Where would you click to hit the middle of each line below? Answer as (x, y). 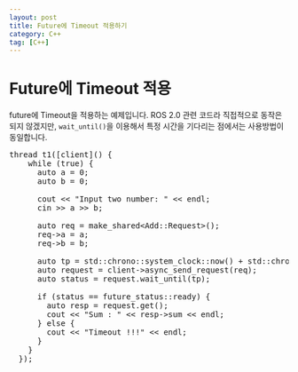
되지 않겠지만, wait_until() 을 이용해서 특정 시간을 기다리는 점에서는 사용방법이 (146, 126)
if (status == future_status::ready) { (124, 297)
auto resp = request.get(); (107, 306)
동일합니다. (28, 138)
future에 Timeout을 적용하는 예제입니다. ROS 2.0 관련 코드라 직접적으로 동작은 (145, 115)
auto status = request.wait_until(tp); (124, 279)
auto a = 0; (63, 173)
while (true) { (61, 164)
